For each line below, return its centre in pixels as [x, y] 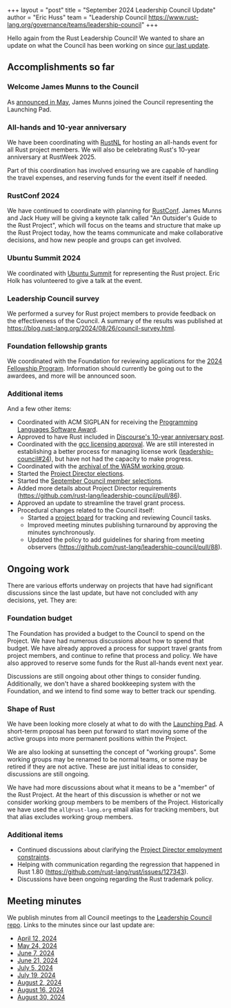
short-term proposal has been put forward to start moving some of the [107, 731]
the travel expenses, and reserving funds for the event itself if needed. [107, 177]
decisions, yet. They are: [42, 601]
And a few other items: [39, 409]
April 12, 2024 [37, 938]
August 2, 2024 [39, 982]
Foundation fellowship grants [57, 346]
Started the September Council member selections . [90, 481]
